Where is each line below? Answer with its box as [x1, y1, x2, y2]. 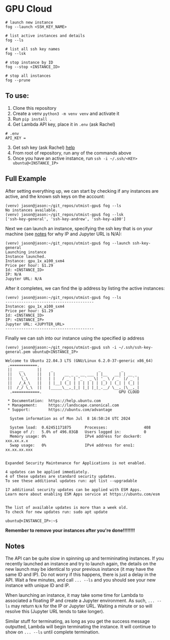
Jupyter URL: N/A [5, 276, 42, 281]
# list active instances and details [5, 33, 85, 38]
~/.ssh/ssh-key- [118, 345, 153, 350]
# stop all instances [5, 73, 51, 78]
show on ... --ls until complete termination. [5, 629, 100, 635]
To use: [5, 92, 29, 100]
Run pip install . [12, 115, 52, 122]
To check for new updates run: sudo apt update [5, 509, 108, 514]
